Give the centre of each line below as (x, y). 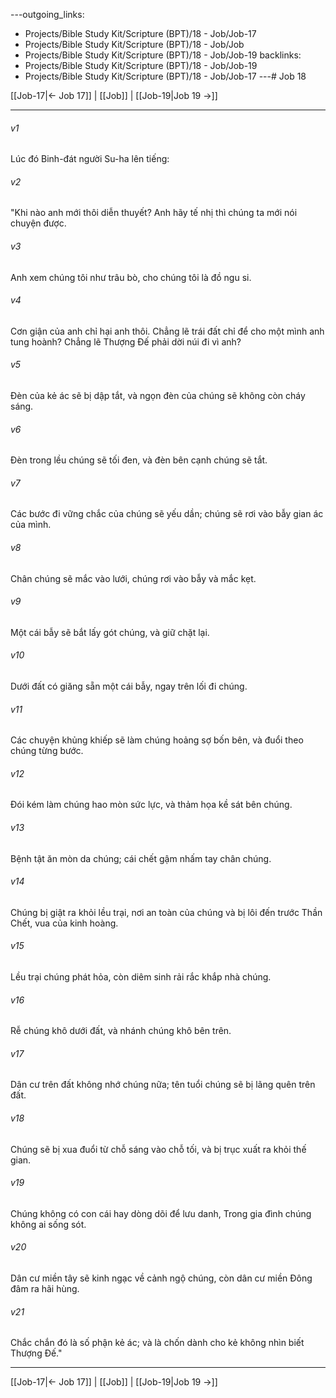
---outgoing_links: (47, 14)
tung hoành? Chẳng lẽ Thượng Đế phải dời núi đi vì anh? (126, 341)
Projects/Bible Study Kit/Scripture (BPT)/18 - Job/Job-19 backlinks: (163, 55)
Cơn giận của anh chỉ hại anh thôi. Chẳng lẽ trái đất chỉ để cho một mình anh (167, 331)
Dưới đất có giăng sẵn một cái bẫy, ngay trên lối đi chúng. (129, 686)
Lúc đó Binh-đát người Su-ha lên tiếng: (90, 159)
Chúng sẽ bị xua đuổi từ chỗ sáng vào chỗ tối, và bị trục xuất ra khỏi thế (158, 1149)
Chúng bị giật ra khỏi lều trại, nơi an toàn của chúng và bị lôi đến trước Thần (166, 912)
